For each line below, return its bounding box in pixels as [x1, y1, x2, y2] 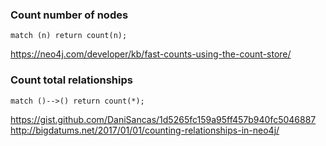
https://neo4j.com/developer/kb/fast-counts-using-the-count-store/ [10, 48, 292, 60]
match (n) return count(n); [10, 31, 128, 41]
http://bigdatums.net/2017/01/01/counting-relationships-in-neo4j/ [10, 124, 280, 136]
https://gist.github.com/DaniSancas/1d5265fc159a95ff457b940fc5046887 [10, 113, 317, 125]
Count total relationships [10, 73, 133, 87]
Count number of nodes [10, 8, 129, 22]
